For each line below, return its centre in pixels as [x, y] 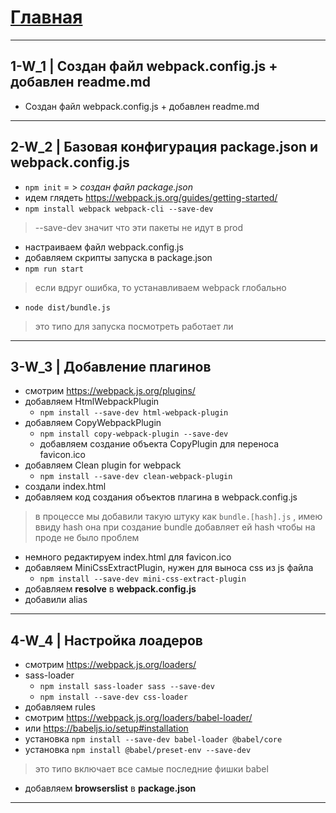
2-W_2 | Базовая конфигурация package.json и [164, 147]
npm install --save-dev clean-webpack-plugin [136, 477]
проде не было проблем [87, 538]
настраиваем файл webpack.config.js [104, 247]
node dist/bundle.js [67, 307]
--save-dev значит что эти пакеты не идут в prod [139, 227]
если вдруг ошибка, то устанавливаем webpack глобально [160, 287]
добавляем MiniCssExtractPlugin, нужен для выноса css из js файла [169, 568]
